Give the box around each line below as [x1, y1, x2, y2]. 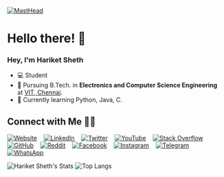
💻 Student [16, 71, 48, 79]
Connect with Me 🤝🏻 [7, 116, 96, 127]
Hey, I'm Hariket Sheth [7, 55, 84, 65]
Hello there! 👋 [7, 31, 86, 46]
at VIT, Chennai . [16, 88, 63, 96]
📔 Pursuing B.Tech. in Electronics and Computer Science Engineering [16, 81, 218, 90]
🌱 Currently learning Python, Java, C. [16, 96, 122, 104]
